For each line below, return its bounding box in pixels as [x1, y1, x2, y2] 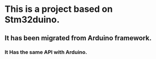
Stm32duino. [4, 14, 60, 25]
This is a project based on [4, 3, 113, 15]
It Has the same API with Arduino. [4, 49, 87, 56]
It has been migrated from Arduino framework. [4, 34, 152, 42]
